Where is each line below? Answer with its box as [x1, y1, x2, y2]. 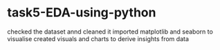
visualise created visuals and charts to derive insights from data [7, 34, 189, 42]
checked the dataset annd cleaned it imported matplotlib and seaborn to [7, 27, 213, 36]
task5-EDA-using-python [7, 5, 156, 21]
